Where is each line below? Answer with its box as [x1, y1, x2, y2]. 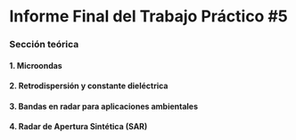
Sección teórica [9, 38, 79, 51]
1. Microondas [9, 60, 62, 70]
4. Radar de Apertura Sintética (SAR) [9, 121, 148, 132]
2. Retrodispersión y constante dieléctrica [9, 80, 169, 91]
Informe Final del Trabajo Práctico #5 [9, 6, 288, 27]
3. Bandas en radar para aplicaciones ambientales [9, 101, 199, 111]
